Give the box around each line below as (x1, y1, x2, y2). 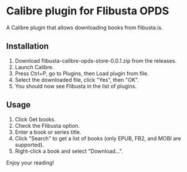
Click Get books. (14, 115, 56, 123)
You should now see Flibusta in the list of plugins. (14, 82, 137, 90)
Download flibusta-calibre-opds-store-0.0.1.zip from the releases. (14, 57, 177, 64)
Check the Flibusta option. (14, 122, 80, 129)
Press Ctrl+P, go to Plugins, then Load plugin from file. (14, 70, 149, 77)
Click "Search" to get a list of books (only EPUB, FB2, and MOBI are (14, 134, 181, 142)
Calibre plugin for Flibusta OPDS (6, 4, 169, 18)
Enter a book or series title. (14, 128, 82, 136)
